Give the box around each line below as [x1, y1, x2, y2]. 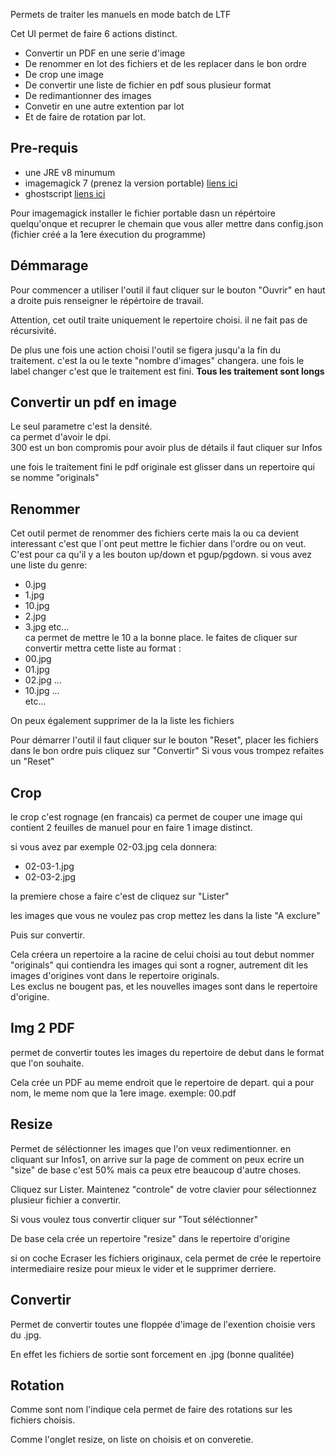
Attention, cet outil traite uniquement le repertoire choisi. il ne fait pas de [10, 314, 308, 326]
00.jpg [24, 653, 52, 665]
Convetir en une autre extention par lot [24, 100, 185, 112]
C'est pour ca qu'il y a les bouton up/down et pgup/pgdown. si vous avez [10, 549, 313, 561]
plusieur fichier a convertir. [10, 1194, 122, 1206]
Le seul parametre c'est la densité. [10, 420, 153, 433]
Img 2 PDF [10, 1020, 75, 1037]
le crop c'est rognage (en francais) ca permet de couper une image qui [10, 811, 303, 823]
